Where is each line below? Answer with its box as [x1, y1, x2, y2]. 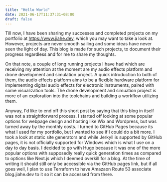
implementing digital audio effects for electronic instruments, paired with [5, 82, 155, 88]
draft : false [5, 16, 32, 21]
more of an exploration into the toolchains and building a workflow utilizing [5, 93, 159, 99]
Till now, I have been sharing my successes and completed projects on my [5, 30, 158, 36]
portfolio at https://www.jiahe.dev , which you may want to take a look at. [5, 35, 154, 41]
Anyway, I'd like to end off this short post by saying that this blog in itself [5, 108, 155, 114]
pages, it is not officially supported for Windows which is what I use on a [5, 140, 155, 146]
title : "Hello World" [5, 7, 50, 12]
